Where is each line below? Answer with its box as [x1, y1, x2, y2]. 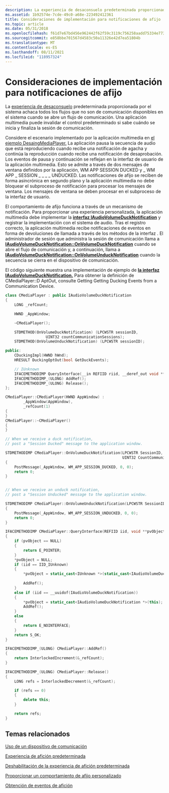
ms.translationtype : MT [5, 40, 55, 45]
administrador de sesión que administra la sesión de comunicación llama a [5, 236, 160, 242]
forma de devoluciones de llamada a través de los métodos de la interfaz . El [5, 230, 163, 236]
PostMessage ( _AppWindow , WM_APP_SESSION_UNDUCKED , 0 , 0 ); [14, 511, 138, 516]
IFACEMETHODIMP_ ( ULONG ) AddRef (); [14, 376, 87, 381]
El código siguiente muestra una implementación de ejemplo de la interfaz [5, 267, 160, 273]
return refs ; [14, 711, 42, 716]
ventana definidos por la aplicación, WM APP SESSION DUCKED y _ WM [5, 167, 155, 173]
